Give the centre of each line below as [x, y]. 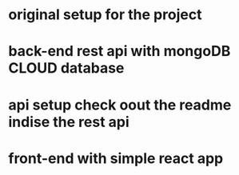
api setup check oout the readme [120, 105]
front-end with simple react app [116, 158]
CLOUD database [66, 68]
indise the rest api [69, 122]
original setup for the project [105, 15]
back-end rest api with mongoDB [119, 52]
